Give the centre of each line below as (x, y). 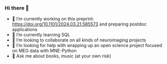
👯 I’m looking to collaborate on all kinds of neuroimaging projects (79, 40)
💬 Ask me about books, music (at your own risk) (61, 56)
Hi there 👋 (17, 8)
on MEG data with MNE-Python (44, 51)
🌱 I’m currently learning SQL (41, 35)
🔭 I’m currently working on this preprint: (53, 19)
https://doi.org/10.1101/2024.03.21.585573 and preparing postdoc (79, 24)
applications (25, 29)
